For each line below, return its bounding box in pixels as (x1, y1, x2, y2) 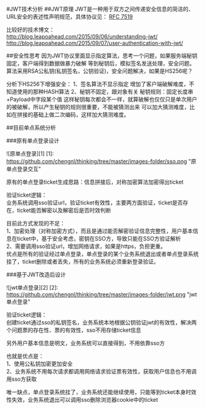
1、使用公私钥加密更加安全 (6, 360, 73, 367)
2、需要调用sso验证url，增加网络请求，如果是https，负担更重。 (6, 242, 167, 250)
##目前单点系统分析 (6, 124, 56, 131)
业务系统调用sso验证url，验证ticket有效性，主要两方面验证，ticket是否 (6, 199, 183, 206)
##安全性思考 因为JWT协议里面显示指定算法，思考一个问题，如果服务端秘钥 (6, 52, 198, 59)
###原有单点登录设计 (6, 137, 60, 144)
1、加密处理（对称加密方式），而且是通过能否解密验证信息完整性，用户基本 (6, 227, 193, 235)
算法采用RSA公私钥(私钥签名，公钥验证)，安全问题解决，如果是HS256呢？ (6, 67, 193, 75)
